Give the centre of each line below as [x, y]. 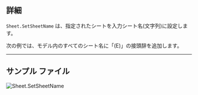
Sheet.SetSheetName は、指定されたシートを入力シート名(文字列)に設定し [95, 26]
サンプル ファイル [38, 71]
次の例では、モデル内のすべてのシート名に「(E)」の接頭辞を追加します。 [94, 45]
